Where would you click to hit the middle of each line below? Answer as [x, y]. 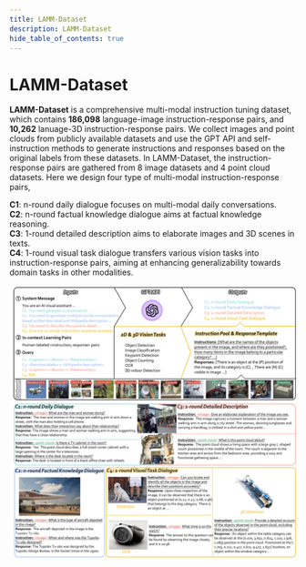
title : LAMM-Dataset [49, 19]
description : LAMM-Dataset [61, 29]
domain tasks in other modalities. [71, 272]
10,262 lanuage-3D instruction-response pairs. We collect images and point [152, 129]
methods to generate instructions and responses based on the [168, 148]
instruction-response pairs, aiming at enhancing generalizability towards [145, 263]
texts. [20, 243]
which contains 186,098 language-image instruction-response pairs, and [147, 119]
